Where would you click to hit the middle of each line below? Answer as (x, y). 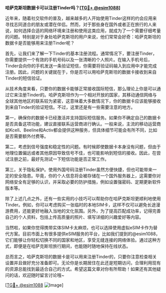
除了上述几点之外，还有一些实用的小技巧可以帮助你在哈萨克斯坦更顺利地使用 (83, 199)
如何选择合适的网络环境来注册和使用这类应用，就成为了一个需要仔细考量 (87, 31)
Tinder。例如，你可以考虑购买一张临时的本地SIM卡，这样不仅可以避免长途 (81, 205)
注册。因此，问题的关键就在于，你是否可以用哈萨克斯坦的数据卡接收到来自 (81, 72)
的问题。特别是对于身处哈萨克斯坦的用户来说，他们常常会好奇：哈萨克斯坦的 (83, 37)
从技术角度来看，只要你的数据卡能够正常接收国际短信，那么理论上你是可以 (81, 89)
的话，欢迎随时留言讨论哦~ (37, 275)
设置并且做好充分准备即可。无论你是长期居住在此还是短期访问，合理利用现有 (83, 263)
